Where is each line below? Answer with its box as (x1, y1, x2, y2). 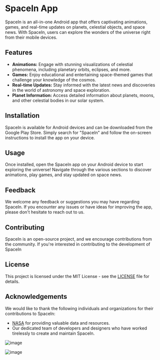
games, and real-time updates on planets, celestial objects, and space (5, 24, 145, 30)
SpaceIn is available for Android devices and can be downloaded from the (5, 124, 153, 130)
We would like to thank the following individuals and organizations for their (5, 305, 154, 311)
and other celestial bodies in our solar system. (12, 98, 105, 103)
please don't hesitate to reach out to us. (5, 209, 85, 215)
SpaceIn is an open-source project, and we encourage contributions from (5, 236, 152, 242)
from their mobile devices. (5, 34, 57, 40)
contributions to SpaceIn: (5, 311, 56, 316)
